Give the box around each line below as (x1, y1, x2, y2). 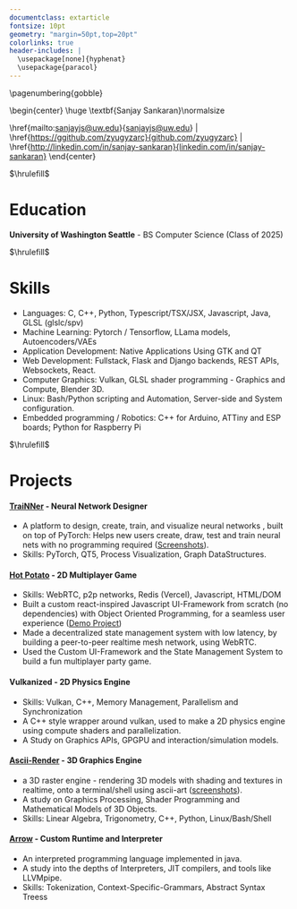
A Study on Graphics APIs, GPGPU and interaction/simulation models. (21, 734, 279, 745)
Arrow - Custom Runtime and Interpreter (9, 834, 163, 845)
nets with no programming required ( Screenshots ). (21, 539, 209, 551)
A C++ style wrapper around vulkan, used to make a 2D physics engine (21, 716, 286, 726)
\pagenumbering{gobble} (9, 87, 103, 99)
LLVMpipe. (21, 872, 63, 883)
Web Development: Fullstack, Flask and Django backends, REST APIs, (21, 355, 280, 365)
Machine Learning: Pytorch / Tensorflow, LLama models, (21, 326, 231, 337)
